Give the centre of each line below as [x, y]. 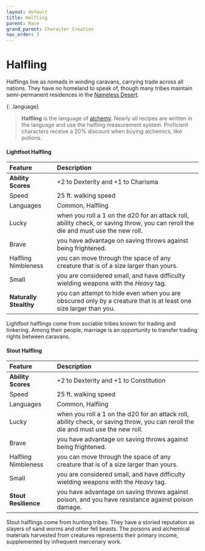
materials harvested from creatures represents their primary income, [92, 535]
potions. [31, 138]
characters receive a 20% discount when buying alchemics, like [102, 131]
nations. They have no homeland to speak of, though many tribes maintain [99, 88]
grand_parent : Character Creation [50, 29]
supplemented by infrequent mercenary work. [64, 542]
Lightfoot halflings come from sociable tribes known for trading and [91, 323]
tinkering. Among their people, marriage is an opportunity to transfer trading [102, 330]
